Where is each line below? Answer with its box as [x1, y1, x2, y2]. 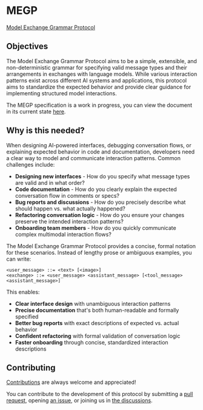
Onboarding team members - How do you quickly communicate [15, 224, 177, 231]
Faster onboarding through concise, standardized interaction [15, 338, 168, 346]
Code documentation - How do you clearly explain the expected [15, 186, 177, 193]
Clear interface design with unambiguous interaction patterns [15, 300, 171, 307]
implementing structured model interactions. [6, 89, 117, 97]
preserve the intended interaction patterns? [15, 218, 124, 225]
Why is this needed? [6, 126, 85, 136]
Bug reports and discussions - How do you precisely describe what [15, 198, 186, 206]
